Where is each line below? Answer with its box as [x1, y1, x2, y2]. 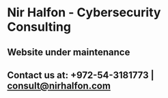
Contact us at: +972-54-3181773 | [7, 69, 155, 81]
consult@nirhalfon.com [7, 80, 111, 91]
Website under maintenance [7, 46, 130, 58]
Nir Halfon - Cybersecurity [7, 5, 161, 20]
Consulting [7, 19, 72, 35]
